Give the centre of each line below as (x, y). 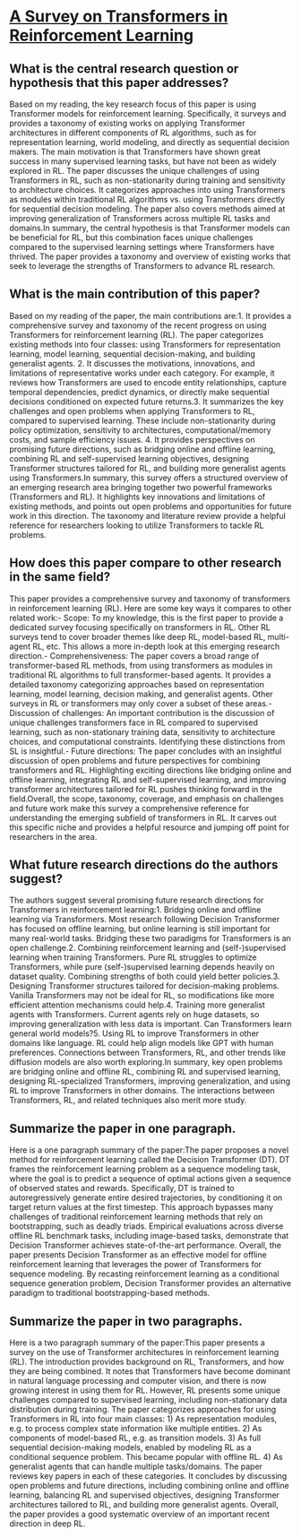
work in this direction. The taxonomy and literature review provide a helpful (148, 515)
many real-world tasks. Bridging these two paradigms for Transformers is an (150, 938)
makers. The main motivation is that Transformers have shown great (135, 151)
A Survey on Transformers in (119, 17)
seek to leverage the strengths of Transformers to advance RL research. (142, 266)
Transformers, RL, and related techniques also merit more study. (128, 1101)
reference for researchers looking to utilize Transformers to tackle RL (137, 525)
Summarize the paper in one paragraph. (123, 1128)
